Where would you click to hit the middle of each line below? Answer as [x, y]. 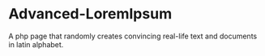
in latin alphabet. [36, 44]
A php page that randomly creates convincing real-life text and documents [133, 36]
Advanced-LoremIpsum [90, 14]
